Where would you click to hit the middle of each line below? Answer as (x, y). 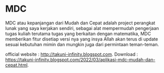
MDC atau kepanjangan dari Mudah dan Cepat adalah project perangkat (80, 23)
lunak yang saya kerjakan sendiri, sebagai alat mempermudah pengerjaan (82, 28)
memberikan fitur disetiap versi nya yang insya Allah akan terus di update (82, 39)
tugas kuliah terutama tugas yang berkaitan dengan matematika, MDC (78, 33)
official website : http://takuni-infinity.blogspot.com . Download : (72, 54)
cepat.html (16, 65)
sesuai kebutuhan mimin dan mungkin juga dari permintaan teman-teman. (82, 44)
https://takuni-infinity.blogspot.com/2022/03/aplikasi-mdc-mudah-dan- (80, 59)
